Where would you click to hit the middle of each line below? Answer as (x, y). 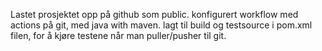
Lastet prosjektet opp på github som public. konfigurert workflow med (154, 14)
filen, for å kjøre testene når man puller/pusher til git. (118, 35)
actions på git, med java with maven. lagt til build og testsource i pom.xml (161, 25)
